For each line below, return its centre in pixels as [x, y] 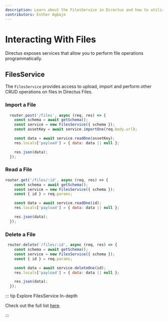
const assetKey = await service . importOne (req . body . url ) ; [76, 129]
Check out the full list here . [33, 306]
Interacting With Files [51, 39]
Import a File [21, 105]
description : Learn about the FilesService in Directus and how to [77, 10]
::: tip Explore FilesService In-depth [41, 296]
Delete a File [20, 234]
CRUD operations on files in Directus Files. [49, 92]
